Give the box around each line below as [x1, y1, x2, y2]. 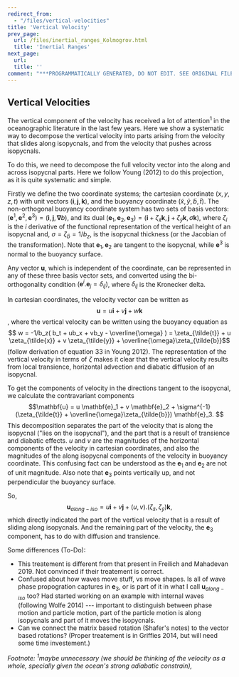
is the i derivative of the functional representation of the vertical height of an [7, 222, 231, 231]
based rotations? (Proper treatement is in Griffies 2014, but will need [17, 631, 218, 639]
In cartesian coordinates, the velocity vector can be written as [7, 295, 188, 304]
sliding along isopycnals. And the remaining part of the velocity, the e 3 [7, 523, 213, 533]
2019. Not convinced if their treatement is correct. [17, 567, 164, 576]
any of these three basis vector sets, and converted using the [7, 271, 188, 280]
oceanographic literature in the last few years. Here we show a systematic [7, 124, 225, 132]
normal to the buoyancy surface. [7, 250, 103, 258]
